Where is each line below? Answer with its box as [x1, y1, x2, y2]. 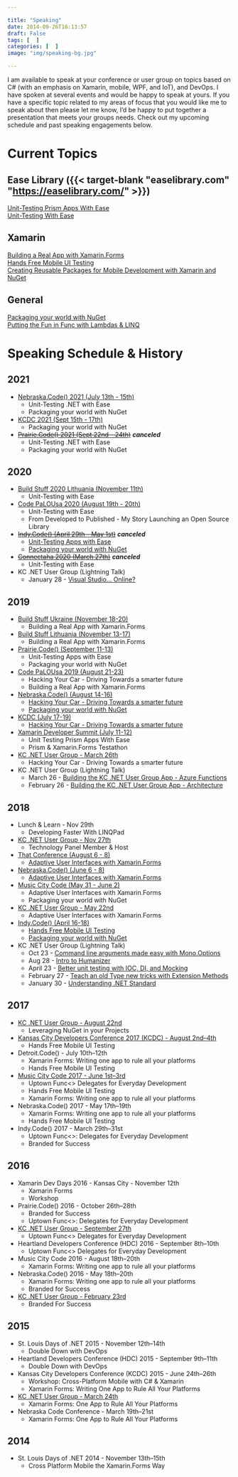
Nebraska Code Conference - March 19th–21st [17, 1407, 154, 1415]
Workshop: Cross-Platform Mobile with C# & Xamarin [28, 1377, 184, 1385]
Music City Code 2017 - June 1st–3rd [17, 1071, 126, 1080]
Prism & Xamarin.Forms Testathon [28, 743, 128, 752]
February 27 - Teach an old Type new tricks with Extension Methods [28, 972, 229, 980]
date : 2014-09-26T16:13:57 [7, 23, 87, 31]
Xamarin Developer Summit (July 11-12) [17, 728, 133, 736]
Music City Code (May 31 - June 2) [17, 881, 121, 889]
